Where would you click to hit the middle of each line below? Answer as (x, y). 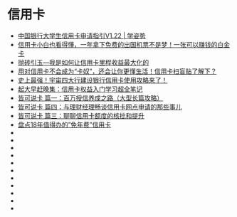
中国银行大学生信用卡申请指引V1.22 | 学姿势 (81, 36)
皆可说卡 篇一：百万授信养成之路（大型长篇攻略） (90, 97)
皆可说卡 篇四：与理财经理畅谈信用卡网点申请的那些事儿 (100, 107)
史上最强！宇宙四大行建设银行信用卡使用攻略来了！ (93, 80)
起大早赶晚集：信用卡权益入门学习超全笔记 (80, 89)
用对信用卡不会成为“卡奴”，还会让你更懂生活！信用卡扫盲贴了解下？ (117, 71)
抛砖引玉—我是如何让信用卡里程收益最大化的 (83, 62)
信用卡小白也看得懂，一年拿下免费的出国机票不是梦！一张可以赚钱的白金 (123, 44)
